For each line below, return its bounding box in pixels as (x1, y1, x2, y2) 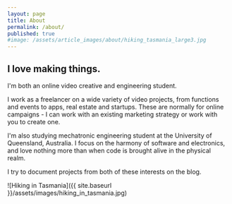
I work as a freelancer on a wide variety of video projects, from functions (7, 95, 219, 103)
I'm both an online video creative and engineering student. (7, 81, 178, 90)
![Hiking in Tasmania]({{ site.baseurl (7, 181, 112, 189)
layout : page (7, 10, 46, 18)
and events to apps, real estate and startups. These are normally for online (7, 102, 224, 111)
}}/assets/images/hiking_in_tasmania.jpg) (7, 188, 128, 197)
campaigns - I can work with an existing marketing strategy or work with (7, 110, 218, 119)
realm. (7, 153, 26, 162)
